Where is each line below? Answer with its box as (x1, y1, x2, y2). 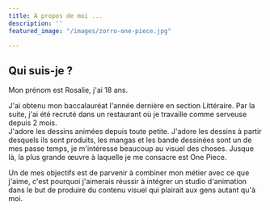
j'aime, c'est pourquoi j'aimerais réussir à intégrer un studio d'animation (8, 177, 247, 187)
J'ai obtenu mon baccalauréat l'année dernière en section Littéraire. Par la (8, 101, 255, 111)
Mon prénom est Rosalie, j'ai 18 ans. (8, 86, 128, 95)
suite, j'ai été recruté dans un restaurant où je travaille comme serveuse (8, 110, 247, 120)
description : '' (8, 19, 63, 27)
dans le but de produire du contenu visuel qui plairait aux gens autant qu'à (8, 185, 256, 195)
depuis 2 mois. (8, 118, 58, 128)
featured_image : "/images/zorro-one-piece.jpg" (8, 27, 172, 35)
